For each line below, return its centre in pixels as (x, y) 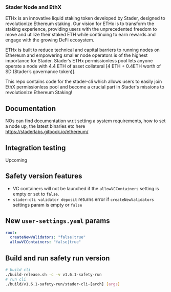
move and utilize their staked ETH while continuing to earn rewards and (81, 35)
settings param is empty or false (47, 205)
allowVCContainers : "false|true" (46, 242)
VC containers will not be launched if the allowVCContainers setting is (86, 188)
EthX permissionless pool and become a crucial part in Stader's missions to (85, 87)
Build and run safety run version (58, 258)
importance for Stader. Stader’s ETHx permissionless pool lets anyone (79, 61)
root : (11, 233)
